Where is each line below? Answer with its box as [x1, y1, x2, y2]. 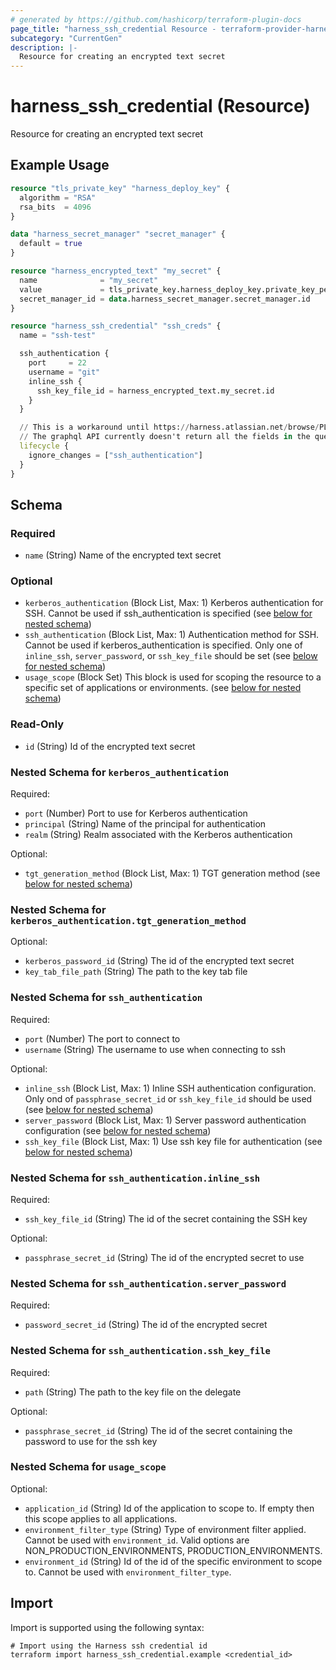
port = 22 [28, 358, 87, 368]
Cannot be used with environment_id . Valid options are [24, 1534, 250, 1546]
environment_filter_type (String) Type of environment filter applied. [24, 1523, 307, 1535]
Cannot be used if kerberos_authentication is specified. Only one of [24, 639, 303, 651]
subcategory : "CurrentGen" [10, 33, 123, 43]
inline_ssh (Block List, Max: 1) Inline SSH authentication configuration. [24, 1082, 317, 1094]
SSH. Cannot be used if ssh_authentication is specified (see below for [24, 607, 313, 620]
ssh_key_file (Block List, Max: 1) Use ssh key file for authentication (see [24, 1135, 323, 1147]
